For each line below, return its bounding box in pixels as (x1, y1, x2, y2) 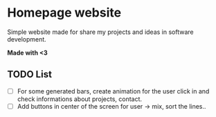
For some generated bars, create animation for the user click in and (17, 87, 210, 95)
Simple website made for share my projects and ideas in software (7, 28, 194, 36)
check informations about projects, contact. (17, 95, 143, 103)
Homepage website (7, 5, 122, 21)
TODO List (7, 69, 52, 80)
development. (7, 35, 46, 43)
